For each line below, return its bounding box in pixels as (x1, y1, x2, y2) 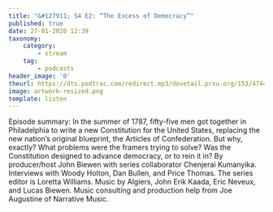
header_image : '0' (8, 72, 71, 80)
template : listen (8, 95, 67, 103)
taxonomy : (8, 34, 42, 43)
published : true (8, 19, 63, 28)
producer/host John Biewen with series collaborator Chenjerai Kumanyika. (8, 159, 258, 170)
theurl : (8, 79, 35, 87)
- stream (37, 49, 67, 57)
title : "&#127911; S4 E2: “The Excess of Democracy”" (8, 11, 195, 20)
